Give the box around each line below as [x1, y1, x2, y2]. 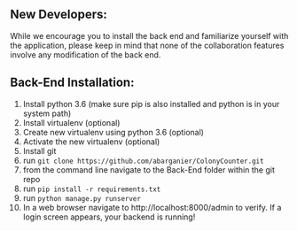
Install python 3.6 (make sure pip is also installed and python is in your [22, 98, 280, 109]
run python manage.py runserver [22, 192, 141, 203]
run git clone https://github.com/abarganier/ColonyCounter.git [22, 155, 264, 166]
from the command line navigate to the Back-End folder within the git [22, 164, 276, 175]
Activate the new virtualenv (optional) [22, 136, 160, 147]
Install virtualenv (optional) [22, 117, 121, 127]
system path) [22, 108, 72, 119]
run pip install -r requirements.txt [22, 183, 161, 194]
